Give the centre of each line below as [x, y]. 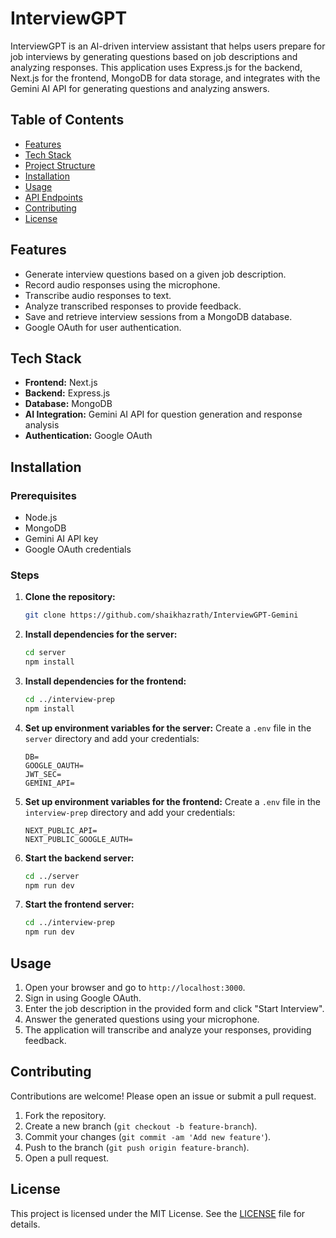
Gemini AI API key [61, 539]
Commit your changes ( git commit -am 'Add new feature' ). [148, 1136]
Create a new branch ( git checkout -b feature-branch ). [141, 1126]
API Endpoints [53, 197]
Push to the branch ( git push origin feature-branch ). [137, 1147]
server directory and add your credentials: [112, 738]
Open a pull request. [67, 1158]
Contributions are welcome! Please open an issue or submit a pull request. [163, 1096]
